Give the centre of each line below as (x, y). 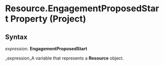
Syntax (16, 37)
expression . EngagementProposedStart (46, 49)
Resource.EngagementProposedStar (82, 9)
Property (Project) (48, 19)
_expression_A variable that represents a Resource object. (64, 58)
